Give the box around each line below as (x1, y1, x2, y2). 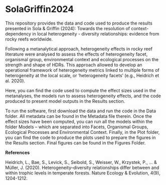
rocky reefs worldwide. (5, 36, 53, 42)
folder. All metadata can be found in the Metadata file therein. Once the (5, 113, 152, 119)
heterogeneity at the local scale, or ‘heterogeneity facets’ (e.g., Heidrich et (5, 72, 159, 78)
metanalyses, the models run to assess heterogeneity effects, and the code (5, 93, 161, 99)
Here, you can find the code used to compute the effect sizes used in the (5, 87, 156, 93)
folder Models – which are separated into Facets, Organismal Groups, (5, 124, 148, 130)
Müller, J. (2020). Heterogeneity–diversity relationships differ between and (5, 164, 159, 170)
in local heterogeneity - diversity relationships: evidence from (32, 31, 159, 37)
